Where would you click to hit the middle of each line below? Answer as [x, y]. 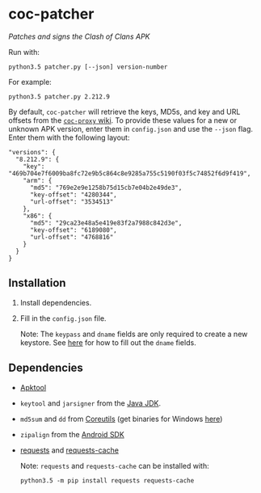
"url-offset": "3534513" [72, 202]
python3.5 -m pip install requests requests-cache [107, 480]
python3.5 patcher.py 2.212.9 [59, 97]
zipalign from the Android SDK [72, 434]
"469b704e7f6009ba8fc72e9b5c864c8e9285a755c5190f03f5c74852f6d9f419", [130, 173]
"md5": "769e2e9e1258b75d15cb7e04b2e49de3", [106, 188]
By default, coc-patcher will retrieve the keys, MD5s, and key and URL [124, 112]
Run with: [24, 52]
